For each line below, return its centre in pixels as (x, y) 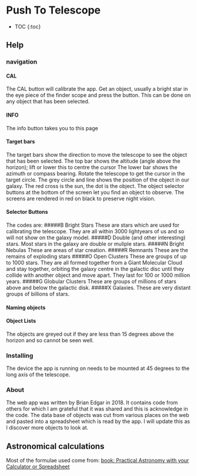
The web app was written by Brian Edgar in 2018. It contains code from (92, 403)
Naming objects (26, 308)
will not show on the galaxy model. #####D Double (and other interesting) (96, 238)
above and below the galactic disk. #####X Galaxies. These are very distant (98, 288)
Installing (20, 355)
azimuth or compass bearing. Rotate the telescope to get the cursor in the (96, 173)
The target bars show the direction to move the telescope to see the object (97, 154)
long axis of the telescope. (38, 375)
